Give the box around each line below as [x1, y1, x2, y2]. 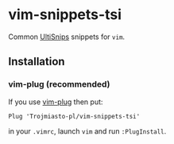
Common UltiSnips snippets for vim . [8, 32, 126, 41]
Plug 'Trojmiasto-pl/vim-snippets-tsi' [8, 112, 141, 120]
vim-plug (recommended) [8, 79, 110, 90]
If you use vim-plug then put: [8, 97, 103, 107]
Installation [8, 55, 65, 68]
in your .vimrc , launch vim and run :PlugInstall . [8, 126, 167, 136]
